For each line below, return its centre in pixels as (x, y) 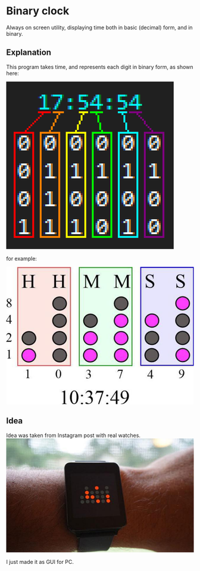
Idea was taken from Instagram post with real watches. (74, 435)
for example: (22, 258)
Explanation (29, 53)
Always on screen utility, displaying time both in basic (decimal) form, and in (99, 27)
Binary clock (38, 11)
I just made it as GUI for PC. (40, 561)
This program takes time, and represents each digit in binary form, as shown (100, 67)
